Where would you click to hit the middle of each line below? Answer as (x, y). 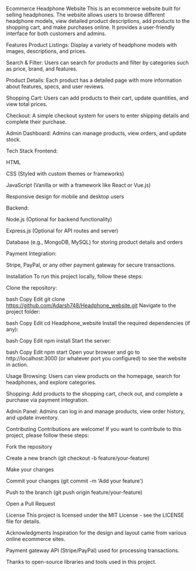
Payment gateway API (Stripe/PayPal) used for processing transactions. (93, 550)
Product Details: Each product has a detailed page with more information (94, 80)
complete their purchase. (36, 122)
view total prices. (27, 104)
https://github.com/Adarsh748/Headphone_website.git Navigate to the (91, 305)
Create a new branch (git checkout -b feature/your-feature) (78, 458)
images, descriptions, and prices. (46, 51)
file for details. (23, 521)
